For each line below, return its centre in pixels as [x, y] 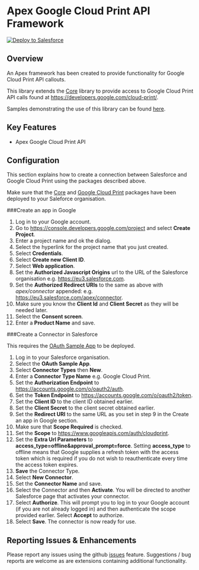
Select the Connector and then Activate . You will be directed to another [103, 490]
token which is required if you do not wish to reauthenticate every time [102, 458]
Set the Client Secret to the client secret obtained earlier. [85, 408]
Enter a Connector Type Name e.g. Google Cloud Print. [83, 376]
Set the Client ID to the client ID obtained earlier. [74, 402]
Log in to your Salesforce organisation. [62, 357]
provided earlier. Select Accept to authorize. [69, 515]
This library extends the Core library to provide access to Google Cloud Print [100, 91]
